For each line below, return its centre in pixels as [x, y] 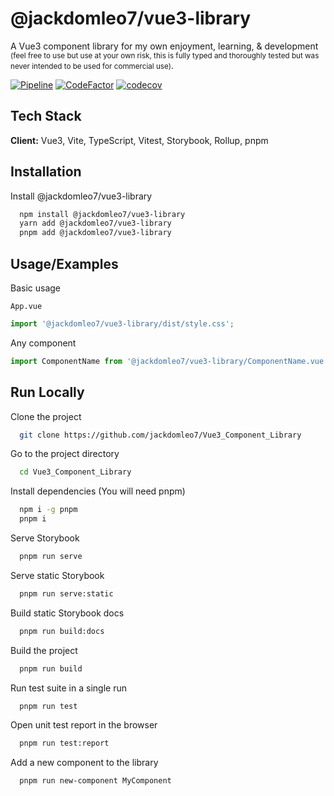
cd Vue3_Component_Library [75, 472]
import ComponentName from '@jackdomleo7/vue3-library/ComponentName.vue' [169, 361]
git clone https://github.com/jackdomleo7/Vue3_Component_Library [160, 435]
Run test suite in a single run [68, 688]
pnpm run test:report [64, 743]
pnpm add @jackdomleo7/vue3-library [95, 233]
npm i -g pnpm [48, 510]
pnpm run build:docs [62, 631]
